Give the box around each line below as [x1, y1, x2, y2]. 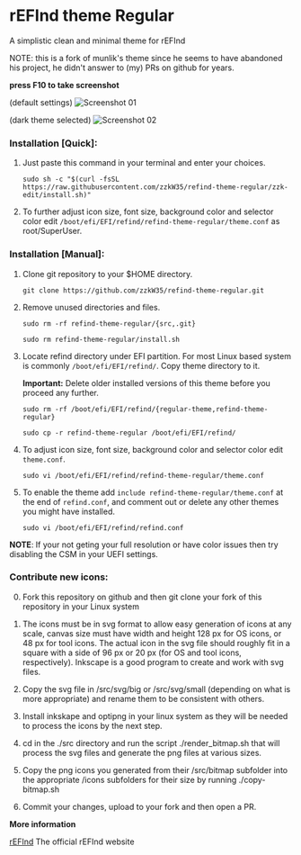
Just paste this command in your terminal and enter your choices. [22, 157, 266, 168]
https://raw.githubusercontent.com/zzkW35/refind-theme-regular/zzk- [22, 183, 289, 192]
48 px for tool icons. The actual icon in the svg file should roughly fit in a [22, 637, 290, 648]
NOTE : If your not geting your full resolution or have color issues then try [9, 539, 279, 550]
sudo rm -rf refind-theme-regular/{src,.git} [22, 319, 196, 328]
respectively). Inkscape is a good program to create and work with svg [22, 656, 285, 667]
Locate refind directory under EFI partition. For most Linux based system [22, 350, 292, 361]
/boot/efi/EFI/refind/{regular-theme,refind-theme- [70, 404, 269, 414]
